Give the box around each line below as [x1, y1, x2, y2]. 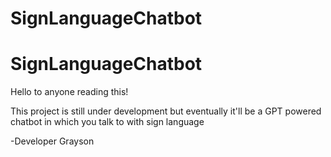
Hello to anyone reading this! [10, 86, 129, 98]
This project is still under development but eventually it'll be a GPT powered [10, 105, 322, 117]
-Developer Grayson [10, 135, 95, 147]
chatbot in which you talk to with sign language [10, 116, 205, 128]
